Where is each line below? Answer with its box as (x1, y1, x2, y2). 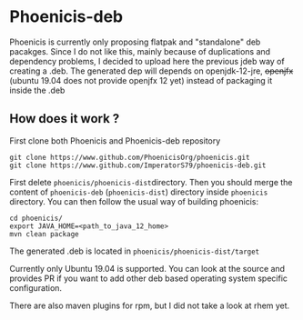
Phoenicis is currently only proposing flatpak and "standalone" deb (9, 36, 261, 47)
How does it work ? (9, 111, 120, 126)
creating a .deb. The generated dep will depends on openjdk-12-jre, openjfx (9, 65, 294, 76)
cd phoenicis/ (9, 214, 64, 223)
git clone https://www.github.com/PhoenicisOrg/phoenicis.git (9, 153, 250, 162)
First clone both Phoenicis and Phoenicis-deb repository (9, 135, 221, 146)
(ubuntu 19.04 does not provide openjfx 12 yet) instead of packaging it (9, 75, 273, 85)
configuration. (9, 282, 62, 293)
